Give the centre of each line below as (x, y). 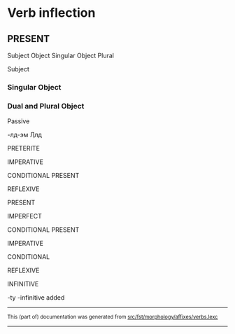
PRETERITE (24, 148)
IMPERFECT (24, 216)
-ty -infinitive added (36, 298)
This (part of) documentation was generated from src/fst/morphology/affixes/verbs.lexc (113, 317)
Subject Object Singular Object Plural (60, 55)
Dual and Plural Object (46, 106)
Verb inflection (51, 13)
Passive (19, 121)
